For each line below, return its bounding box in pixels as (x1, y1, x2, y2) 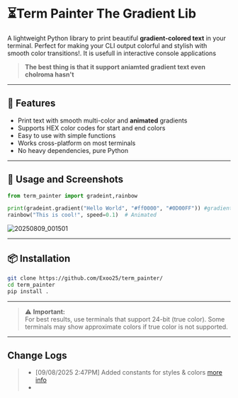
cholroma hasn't (24, 70, 74, 79)
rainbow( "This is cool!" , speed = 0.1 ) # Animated (7, 212, 157, 219)
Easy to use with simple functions (17, 131, 116, 140)
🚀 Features (7, 97, 56, 110)
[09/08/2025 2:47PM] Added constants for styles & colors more (35, 368, 223, 377)
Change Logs (7, 350, 67, 362)
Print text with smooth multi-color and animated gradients (17, 116, 188, 125)
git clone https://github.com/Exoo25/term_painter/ (7, 275, 163, 282)
